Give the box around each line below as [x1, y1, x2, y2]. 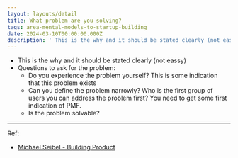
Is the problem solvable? [28, 109, 101, 118]
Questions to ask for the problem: [17, 64, 115, 72]
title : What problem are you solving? [7, 17, 122, 24]
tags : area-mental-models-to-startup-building [7, 23, 147, 30]
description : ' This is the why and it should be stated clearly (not [7, 37, 220, 44]
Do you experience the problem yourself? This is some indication [28, 72, 218, 80]
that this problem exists [28, 79, 97, 87]
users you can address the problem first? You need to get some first [28, 94, 227, 103]
